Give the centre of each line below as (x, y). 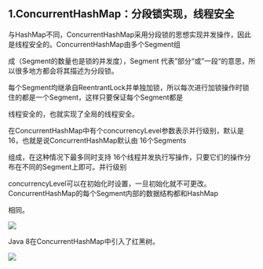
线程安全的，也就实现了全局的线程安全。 (73, 114)
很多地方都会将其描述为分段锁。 (66, 71)
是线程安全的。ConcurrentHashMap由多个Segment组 (94, 44)
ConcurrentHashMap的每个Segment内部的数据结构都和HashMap (113, 193)
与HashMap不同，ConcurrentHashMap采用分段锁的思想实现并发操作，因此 (130, 35)
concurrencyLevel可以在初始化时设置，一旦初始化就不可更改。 (110, 184)
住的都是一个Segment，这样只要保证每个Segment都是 (96, 97)
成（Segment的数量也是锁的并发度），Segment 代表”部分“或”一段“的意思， (128, 60)
